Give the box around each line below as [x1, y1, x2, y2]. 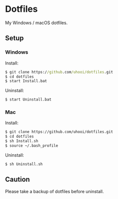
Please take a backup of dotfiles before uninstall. [5, 188, 104, 194]
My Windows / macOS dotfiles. [5, 20, 68, 26]
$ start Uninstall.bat [5, 97, 52, 102]
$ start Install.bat [5, 79, 48, 84]
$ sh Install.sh [5, 139, 38, 144]
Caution [5, 175, 30, 184]
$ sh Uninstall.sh [5, 162, 43, 166]
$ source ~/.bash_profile [5, 143, 58, 148]
